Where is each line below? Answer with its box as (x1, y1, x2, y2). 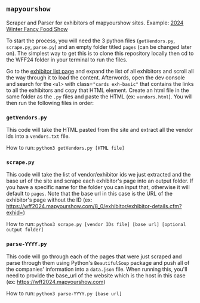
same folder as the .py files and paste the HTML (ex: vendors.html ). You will (6, 92, 193, 100)
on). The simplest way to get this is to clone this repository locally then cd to (6, 50, 194, 57)
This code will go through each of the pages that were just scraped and (6, 253, 182, 260)
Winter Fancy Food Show (6, 25, 68, 32)
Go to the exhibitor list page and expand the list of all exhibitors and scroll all (6, 67, 194, 75)
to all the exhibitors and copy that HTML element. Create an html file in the (6, 86, 189, 94)
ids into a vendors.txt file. (6, 132, 70, 140)
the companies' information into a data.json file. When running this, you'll (6, 265, 187, 273)
